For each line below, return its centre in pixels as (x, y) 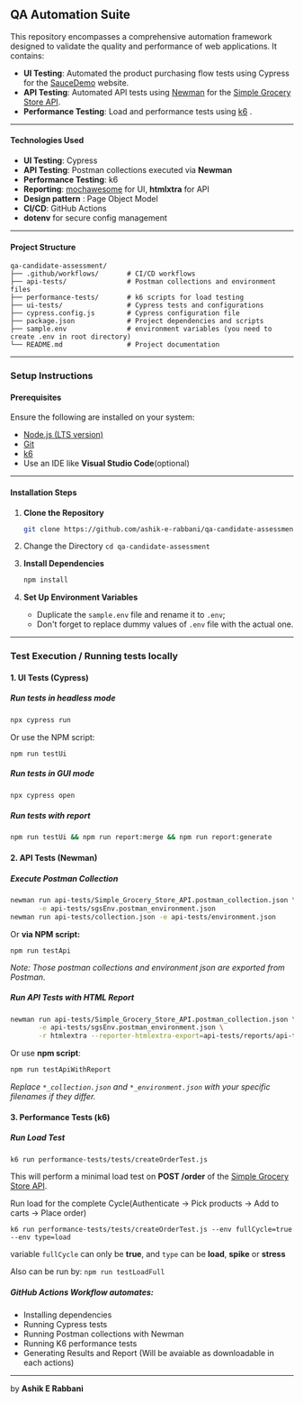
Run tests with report (50, 816)
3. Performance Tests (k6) (60, 1117)
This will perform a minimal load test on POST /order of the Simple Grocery (150, 1177)
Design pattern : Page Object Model (90, 199)
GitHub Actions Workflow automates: (82, 1292)
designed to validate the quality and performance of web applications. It (144, 46)
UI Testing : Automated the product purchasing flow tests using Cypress (156, 73)
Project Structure (43, 247)
